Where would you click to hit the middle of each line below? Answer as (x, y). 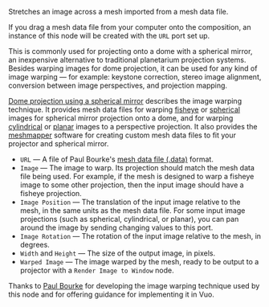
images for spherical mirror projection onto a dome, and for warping (121, 118)
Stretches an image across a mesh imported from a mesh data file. (118, 12)
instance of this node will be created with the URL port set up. (109, 36)
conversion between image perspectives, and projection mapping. (118, 85)
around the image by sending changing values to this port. (116, 227)
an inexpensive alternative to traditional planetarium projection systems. (127, 60)
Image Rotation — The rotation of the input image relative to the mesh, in (141, 236)
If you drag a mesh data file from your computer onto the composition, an (130, 27)
